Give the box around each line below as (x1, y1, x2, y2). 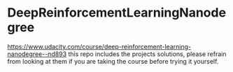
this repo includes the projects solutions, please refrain (68, 50, 227, 58)
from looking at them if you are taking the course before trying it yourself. (7, 57, 219, 65)
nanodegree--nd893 (7, 50, 67, 58)
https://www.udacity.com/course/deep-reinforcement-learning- (7, 42, 191, 51)
